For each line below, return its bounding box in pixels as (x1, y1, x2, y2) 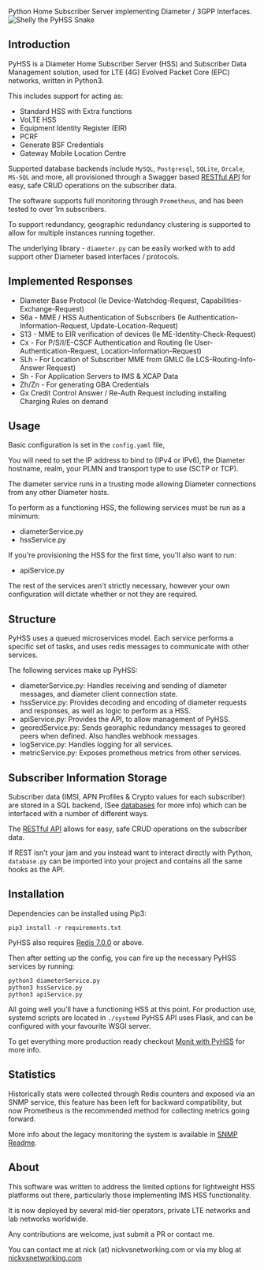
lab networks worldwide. (8, 1214, 88, 1223)
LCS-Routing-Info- (195, 354, 256, 364)
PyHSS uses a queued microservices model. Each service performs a (8, 633, 234, 643)
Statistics (8, 1068, 57, 1082)
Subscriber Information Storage (8, 771, 168, 784)
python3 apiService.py (8, 990, 83, 999)
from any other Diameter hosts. (8, 488, 110, 497)
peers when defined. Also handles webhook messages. (19, 731, 200, 741)
